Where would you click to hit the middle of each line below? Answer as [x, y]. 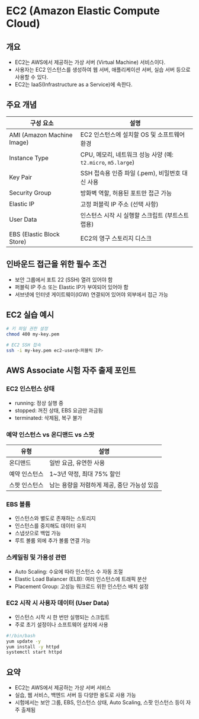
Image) [19, 142]
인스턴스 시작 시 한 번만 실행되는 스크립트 [62, 617]
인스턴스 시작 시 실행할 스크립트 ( [124, 215]
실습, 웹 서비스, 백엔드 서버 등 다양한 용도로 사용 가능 [75, 695]
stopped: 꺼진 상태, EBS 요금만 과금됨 [59, 410]
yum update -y [24, 641]
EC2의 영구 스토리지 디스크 [116, 238]
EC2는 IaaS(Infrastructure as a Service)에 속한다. [73, 84]
